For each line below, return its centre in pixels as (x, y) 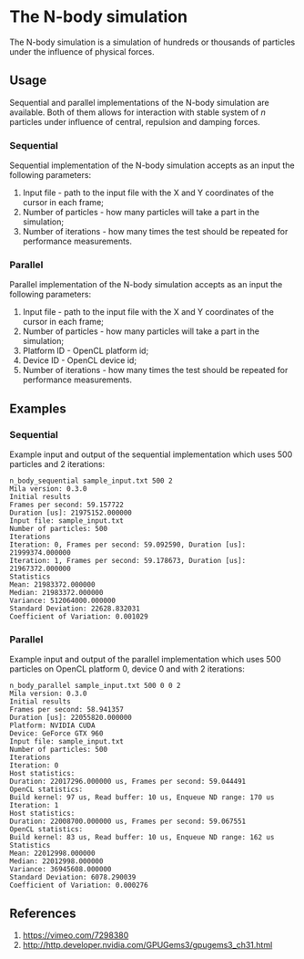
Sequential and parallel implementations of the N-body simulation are (140, 102)
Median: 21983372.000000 (56, 593)
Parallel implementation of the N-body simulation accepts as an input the (146, 285)
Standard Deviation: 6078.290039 (73, 878)
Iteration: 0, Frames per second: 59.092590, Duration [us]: (128, 545)
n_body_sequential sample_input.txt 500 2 (91, 481)
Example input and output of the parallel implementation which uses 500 (146, 660)
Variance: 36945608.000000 (61, 870)
